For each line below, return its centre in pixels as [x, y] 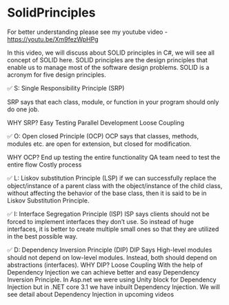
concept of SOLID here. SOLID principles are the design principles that [108, 59]
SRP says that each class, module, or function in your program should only [113, 102]
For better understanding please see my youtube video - [87, 32]
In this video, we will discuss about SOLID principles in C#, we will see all [111, 53]
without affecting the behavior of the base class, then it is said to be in [107, 193]
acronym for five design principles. [57, 75]
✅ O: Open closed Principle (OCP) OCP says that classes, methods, [103, 136]
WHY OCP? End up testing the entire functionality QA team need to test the [114, 157]
